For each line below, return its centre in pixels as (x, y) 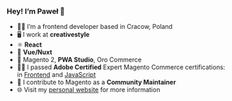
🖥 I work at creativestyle (53, 35)
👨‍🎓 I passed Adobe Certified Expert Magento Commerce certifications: (121, 67)
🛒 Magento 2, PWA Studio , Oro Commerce (79, 60)
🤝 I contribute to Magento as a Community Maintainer (96, 82)
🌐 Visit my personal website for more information (88, 90)
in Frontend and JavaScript (56, 75)
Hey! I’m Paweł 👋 (36, 11)
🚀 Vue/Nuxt (34, 52)
